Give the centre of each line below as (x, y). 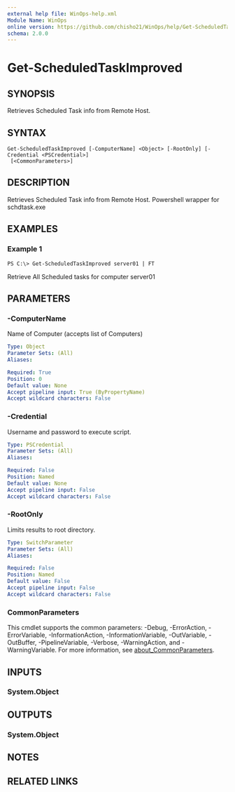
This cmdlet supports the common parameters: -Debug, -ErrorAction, (107, 628)
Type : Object (26, 347)
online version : (31, 27)
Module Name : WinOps (37, 20)
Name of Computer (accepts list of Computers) (75, 334)
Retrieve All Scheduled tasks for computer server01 (81, 276)
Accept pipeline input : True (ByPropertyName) (76, 392)
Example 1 (25, 249)
